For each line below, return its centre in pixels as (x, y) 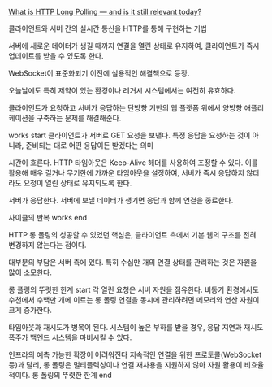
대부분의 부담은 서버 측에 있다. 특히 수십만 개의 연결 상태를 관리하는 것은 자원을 (133, 262)
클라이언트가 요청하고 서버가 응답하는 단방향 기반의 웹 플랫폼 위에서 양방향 (125, 108)
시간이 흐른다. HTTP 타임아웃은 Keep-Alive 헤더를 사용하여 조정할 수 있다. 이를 (133, 163)
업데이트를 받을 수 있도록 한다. (56, 56)
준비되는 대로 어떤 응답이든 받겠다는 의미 (90, 145)
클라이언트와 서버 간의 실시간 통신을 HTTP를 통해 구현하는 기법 (108, 28)
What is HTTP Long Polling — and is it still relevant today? (105, 12)
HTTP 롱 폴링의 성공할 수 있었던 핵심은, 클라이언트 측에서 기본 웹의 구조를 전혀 (132, 235)
